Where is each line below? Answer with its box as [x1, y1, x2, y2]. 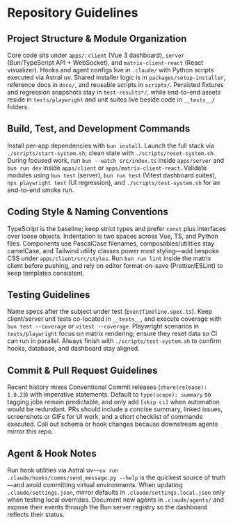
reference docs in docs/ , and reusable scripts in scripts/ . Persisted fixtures [7, 81, 224, 88]
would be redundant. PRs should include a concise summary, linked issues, [7, 405, 223, 413]
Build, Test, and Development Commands [7, 123, 191, 135]
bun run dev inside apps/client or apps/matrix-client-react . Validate [7, 164, 207, 172]
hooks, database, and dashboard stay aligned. [7, 344, 140, 353]
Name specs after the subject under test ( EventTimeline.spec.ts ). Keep [7, 308, 213, 316]
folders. [7, 103, 29, 111]
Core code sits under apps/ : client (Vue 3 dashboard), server [7, 51, 184, 59]
